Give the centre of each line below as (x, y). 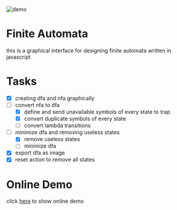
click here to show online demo (45, 201)
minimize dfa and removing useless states (67, 133)
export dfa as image (40, 153)
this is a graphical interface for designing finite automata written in (89, 50)
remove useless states (52, 139)
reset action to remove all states (55, 160)
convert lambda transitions (57, 126)
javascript (19, 57)
